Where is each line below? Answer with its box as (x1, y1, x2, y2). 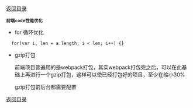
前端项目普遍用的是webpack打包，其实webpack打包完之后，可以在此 (14, 64, 182, 71)
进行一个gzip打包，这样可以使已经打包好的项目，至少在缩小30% (30, 71, 185, 78)
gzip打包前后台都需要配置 (14, 83, 77, 90)
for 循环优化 (14, 29, 44, 36)
